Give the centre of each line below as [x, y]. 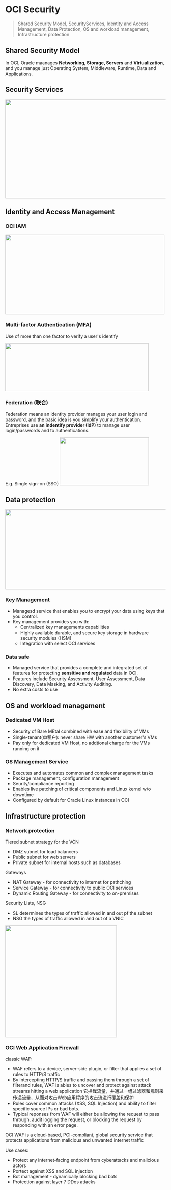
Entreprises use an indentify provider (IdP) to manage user [68, 425]
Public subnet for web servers [44, 857]
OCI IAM [16, 226]
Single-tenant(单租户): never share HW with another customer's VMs [85, 737]
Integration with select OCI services [58, 643]
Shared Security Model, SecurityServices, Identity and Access [83, 24]
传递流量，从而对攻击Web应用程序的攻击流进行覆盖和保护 [73, 1098]
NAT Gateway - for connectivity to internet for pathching [72, 882]
